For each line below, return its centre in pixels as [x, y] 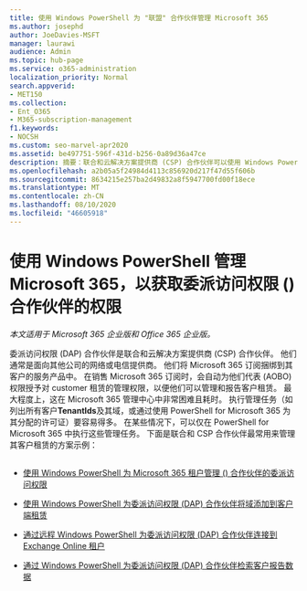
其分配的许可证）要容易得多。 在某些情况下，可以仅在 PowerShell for [139, 422]
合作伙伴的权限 [66, 306]
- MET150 [26, 94]
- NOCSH [24, 137]
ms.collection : [38, 103]
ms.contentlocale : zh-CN [57, 196]
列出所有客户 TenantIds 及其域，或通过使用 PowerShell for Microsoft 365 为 [150, 410]
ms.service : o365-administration [73, 69]
